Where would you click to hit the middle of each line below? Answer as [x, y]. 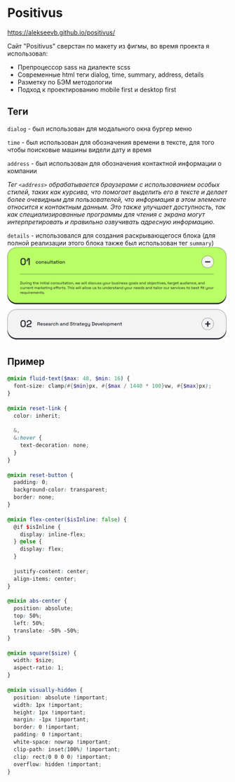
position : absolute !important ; [61, 698]
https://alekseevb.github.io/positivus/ [61, 32]
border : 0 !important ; [47, 727]
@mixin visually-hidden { [45, 690]
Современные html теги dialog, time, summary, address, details [111, 75]
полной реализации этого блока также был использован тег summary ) [110, 243]
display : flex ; [42, 549]
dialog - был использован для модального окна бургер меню [100, 129]
